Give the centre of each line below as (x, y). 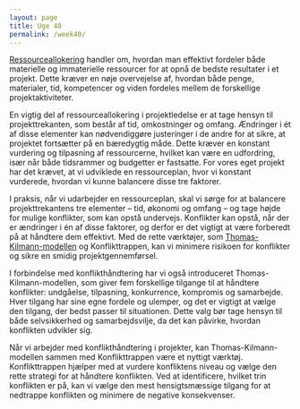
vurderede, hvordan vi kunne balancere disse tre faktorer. (116, 182)
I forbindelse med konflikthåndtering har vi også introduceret (121, 273)
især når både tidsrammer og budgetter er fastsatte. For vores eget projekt (147, 163)
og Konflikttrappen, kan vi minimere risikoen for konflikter (185, 246)
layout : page (34, 17)
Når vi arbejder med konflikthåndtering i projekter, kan (109, 348)
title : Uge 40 (36, 26)
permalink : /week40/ (48, 34)
